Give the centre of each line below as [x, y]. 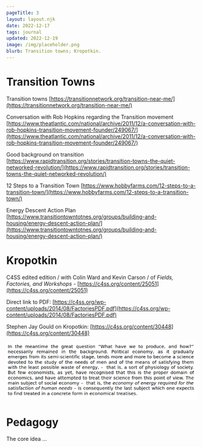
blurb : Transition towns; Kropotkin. [54, 52]
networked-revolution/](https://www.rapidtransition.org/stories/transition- [98, 167]
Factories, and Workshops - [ [43, 284]
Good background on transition [45, 154]
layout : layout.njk [31, 19]
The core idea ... [27, 439]
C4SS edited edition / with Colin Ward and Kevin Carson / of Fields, [90, 277]
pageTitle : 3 [23, 13]
